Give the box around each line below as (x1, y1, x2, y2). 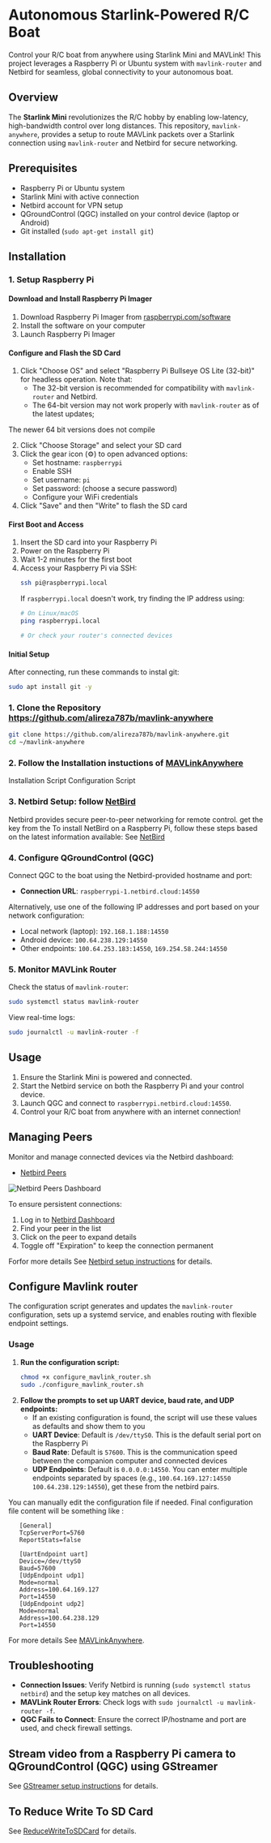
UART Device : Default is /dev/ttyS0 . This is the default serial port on (32, 1430, 261, 1440)
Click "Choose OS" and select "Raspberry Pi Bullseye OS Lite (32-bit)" (19, 366, 255, 376)
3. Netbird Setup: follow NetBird (8, 796, 136, 807)
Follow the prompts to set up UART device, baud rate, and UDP (19, 1395, 235, 1405)
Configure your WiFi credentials (32, 493, 139, 502)
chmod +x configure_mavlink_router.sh (19, 1373, 151, 1381)
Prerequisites (8, 161, 78, 175)
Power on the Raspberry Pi (19, 546, 110, 556)
